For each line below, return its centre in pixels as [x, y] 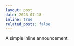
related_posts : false [28, 24]
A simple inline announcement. [37, 38]
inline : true [19, 19]
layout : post [19, 10]
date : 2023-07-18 [23, 15]
